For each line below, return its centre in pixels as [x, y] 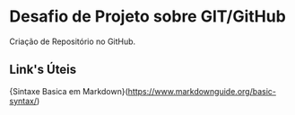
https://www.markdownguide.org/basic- [202, 91]
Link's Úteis [43, 70]
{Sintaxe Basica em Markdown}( [69, 91]
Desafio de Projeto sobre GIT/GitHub [148, 17]
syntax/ [23, 101]
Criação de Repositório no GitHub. [73, 41]
